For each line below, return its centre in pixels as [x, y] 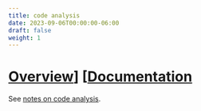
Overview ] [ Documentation [100, 77]
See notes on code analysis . [55, 99]
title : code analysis [44, 15]
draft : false [30, 30]
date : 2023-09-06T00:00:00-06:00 [64, 23]
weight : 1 [25, 38]
